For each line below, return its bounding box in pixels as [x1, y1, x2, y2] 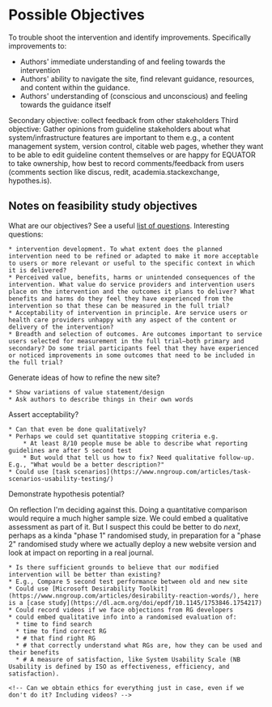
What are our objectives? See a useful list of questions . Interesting [8, 220, 230, 230]
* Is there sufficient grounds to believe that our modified [8, 563, 219, 572]
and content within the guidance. [19, 83, 130, 92]
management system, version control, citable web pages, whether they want [8, 141, 264, 151]
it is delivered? [8, 266, 67, 275]
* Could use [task [8, 467, 70, 475]
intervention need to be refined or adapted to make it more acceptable [8, 252, 259, 260]
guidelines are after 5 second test [8, 446, 132, 454]
